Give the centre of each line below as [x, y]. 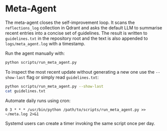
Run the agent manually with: [35, 53]
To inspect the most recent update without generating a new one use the [80, 72]
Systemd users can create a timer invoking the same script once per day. [80, 123]
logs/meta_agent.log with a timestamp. [45, 43]
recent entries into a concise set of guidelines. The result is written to [76, 33]
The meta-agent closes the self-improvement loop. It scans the [70, 22]
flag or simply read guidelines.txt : [63, 77]
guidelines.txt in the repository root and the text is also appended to [77, 38]
